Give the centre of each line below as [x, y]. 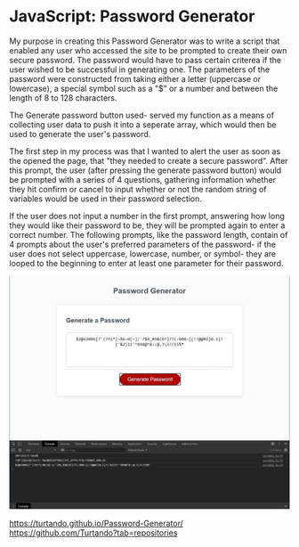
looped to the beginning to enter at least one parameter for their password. [146, 263]
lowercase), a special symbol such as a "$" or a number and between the [144, 88]
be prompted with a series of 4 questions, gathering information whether [143, 179]
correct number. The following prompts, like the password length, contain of [149, 234]
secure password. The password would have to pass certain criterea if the [145, 60]
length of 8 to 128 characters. [63, 98]
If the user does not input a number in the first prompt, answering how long [147, 216]
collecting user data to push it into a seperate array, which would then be [143, 124]
